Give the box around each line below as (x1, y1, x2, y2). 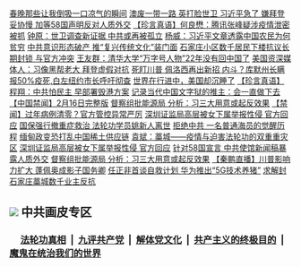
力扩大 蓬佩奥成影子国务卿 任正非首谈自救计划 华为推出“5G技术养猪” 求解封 (9, 165, 287, 176)
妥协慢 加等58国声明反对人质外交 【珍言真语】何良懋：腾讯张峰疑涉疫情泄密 (9, 20, 290, 30)
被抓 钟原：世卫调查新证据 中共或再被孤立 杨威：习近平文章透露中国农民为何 (9, 30, 291, 41)
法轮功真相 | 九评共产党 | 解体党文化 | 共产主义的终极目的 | (20, 234, 285, 246)
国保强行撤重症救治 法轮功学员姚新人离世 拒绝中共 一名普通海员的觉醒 (19, 120, 278, 131)
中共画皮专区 (21, 204, 92, 220)
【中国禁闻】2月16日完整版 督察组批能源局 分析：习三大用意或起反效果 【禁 (9, 98, 288, 108)
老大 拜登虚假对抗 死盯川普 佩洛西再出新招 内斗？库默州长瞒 (64, 65, 285, 74)
